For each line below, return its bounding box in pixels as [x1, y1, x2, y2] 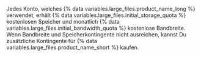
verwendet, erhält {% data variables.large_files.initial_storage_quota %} [6, 12, 186, 19]
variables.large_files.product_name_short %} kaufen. [6, 44, 139, 51]
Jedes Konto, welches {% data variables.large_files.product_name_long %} [6, 5, 196, 12]
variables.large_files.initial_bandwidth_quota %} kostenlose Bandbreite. [6, 24, 186, 32]
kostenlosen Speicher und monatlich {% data [6, 18, 120, 25]
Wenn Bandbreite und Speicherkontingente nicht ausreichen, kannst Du [6, 31, 186, 38]
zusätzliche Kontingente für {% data [6, 38, 98, 44]
